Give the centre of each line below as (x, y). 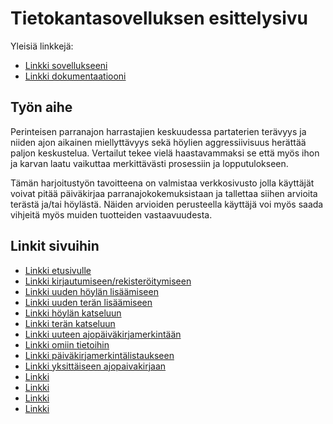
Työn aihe (41, 107)
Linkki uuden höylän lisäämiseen (91, 291)
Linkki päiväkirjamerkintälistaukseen (99, 355)
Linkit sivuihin (55, 246)
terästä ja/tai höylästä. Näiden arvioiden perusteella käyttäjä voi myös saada (167, 204)
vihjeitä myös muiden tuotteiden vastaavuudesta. (111, 214)
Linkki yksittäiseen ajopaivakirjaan (95, 366)
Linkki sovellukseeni (66, 65)
